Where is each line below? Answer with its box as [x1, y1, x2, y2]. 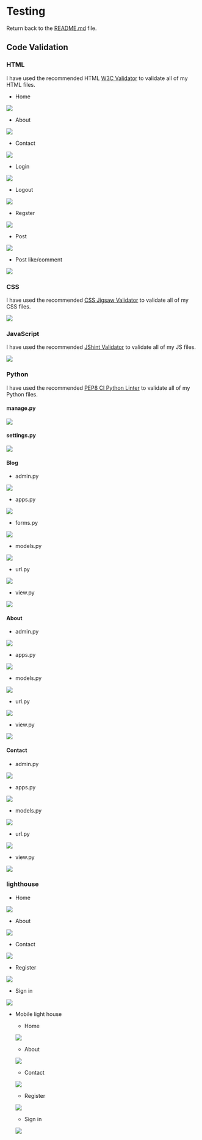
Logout [15, 186, 34, 193]
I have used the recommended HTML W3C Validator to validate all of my [6, 75, 188, 82]
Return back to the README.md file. [6, 24, 97, 32]
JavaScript [6, 329, 40, 338]
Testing [6, 4, 46, 18]
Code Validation [6, 42, 68, 53]
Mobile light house [15, 1010, 62, 1018]
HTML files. [6, 81, 35, 88]
